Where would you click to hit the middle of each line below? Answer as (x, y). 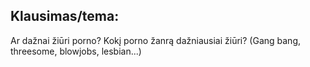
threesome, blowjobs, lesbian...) (76, 51)
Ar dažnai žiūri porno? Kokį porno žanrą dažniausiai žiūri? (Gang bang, (155, 40)
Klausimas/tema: (65, 16)
